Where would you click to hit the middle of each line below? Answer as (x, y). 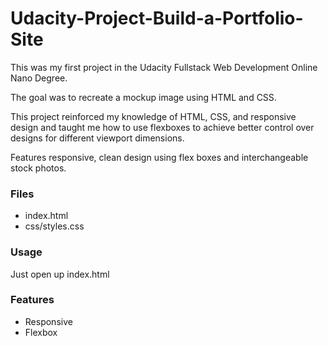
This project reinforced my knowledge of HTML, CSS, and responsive (153, 116)
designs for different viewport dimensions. (97, 138)
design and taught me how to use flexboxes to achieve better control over (162, 127)
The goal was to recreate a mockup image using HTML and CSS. (143, 97)
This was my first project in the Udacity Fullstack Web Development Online (164, 67)
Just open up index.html (60, 274)
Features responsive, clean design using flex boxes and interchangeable (159, 157)
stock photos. (38, 168)
